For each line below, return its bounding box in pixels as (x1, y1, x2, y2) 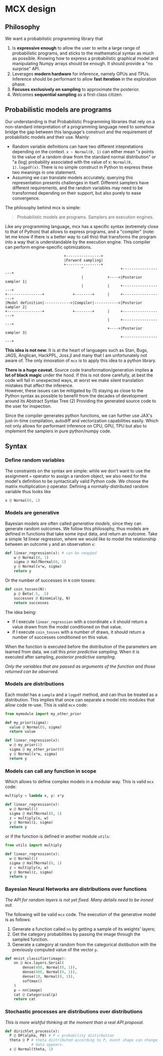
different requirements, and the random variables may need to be (12, 185, 143, 191)
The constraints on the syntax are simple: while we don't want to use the (5, 468, 151, 474)
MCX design (5, 3, 56, 15)
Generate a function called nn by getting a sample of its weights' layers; (12, 926, 156, 932)
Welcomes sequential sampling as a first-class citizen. (12, 91, 123, 97)
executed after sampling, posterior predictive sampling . (5, 654, 116, 660)
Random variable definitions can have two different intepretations (12, 143, 144, 149)
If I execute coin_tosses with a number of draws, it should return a (12, 629, 145, 635)
